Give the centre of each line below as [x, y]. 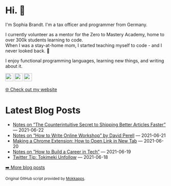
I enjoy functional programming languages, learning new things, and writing [85, 60]
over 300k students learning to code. [44, 40]
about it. [14, 66]
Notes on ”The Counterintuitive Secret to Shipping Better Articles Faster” [89, 124]
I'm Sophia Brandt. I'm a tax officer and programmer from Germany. [77, 25]
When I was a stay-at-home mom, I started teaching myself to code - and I [84, 45]
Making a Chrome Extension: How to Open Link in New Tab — [78, 141]
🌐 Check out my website [31, 89]
